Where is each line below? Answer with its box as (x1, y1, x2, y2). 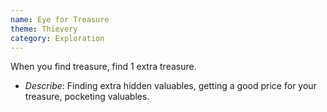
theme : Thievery (10, 24, 78, 34)
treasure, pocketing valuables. (24, 91, 150, 103)
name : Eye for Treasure (10, 14, 110, 25)
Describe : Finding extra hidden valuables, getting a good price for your (24, 80, 317, 92)
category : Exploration (10, 33, 105, 43)
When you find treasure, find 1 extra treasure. (10, 61, 197, 73)
